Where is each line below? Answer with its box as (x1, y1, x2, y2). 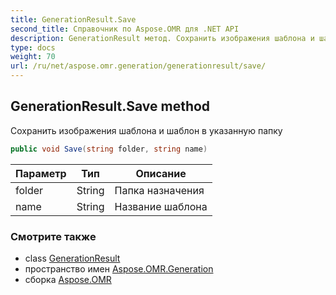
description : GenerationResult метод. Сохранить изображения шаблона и (10, 33, 315, 43)
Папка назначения (114, 183, 205, 197)
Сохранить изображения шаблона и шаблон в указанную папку (10, 124, 283, 136)
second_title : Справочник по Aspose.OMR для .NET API (10, 24, 240, 34)
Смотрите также (10, 229, 97, 243)
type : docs (10, 42, 56, 53)
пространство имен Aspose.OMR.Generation (24, 262, 214, 275)
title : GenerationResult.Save (10, 14, 137, 25)
